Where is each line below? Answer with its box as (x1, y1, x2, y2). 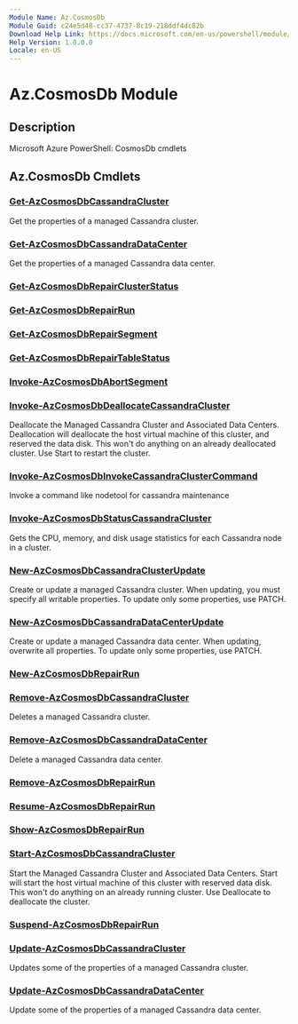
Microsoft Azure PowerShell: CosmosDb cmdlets (9, 143, 187, 154)
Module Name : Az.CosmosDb (9, 12, 105, 22)
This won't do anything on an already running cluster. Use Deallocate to (9, 886, 271, 897)
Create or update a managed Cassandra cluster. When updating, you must (9, 583, 281, 595)
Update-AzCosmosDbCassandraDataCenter (9, 984, 204, 996)
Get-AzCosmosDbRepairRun (9, 304, 136, 316)
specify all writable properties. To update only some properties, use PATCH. (9, 593, 286, 604)
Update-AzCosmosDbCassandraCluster (9, 942, 186, 955)
